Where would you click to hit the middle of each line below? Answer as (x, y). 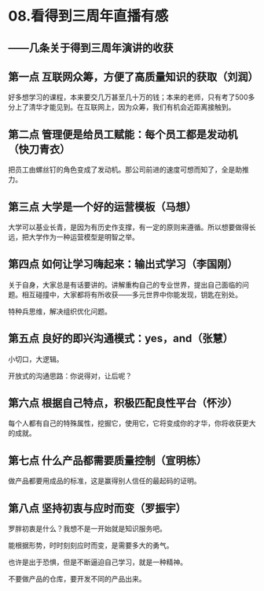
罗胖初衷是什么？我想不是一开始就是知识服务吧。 (87, 529)
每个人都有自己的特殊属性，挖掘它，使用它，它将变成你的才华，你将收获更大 (132, 423)
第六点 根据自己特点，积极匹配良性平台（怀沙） (123, 403)
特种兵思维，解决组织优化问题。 (60, 311)
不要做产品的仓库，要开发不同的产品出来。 (77, 579)
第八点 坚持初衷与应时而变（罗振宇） (97, 508)
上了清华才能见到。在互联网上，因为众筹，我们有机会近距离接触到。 (125, 107)
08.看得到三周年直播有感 (88, 16)
